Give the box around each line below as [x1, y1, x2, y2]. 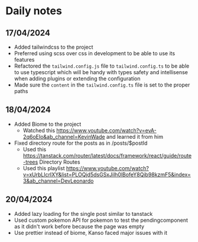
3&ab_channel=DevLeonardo [22, 177, 94, 184]
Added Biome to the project [14, 120, 82, 128]
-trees [22, 158, 38, 165]
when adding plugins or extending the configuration [14, 75, 141, 82]
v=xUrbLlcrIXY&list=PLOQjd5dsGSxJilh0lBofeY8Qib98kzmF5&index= [22, 171, 191, 178]
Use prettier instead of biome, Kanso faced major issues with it [14, 229, 168, 236]
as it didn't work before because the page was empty [14, 222, 145, 230]
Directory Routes [39, 158, 80, 165]
